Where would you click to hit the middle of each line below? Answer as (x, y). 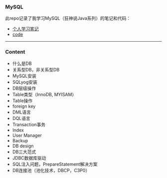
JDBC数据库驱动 (29, 158)
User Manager (27, 135)
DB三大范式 (24, 152)
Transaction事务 (29, 124)
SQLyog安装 (25, 82)
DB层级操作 (24, 88)
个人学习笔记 (25, 29)
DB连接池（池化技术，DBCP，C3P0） (51, 170)
